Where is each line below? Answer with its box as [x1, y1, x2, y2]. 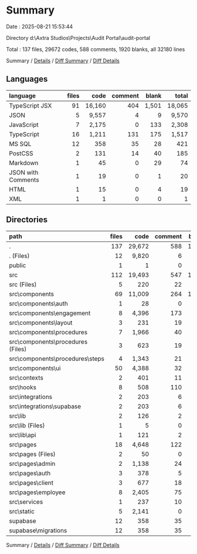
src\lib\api [9, 431, 36, 439]
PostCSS [9, 149, 33, 157]
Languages [6, 74, 48, 84]
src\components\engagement [9, 309, 91, 317]
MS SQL [9, 139, 32, 147]
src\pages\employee [9, 488, 66, 496]
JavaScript [9, 120, 39, 129]
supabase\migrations [9, 526, 67, 535]
